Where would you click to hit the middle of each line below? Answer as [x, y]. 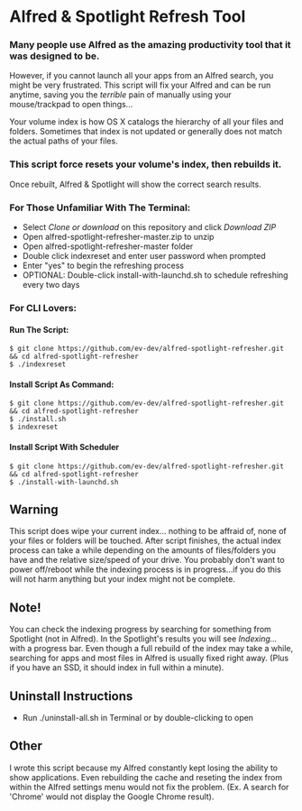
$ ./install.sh [38, 419]
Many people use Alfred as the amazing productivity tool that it [150, 45]
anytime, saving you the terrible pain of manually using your [120, 95]
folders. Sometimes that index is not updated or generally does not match [146, 132]
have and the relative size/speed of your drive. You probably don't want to [147, 560]
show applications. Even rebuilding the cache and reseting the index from [146, 777]
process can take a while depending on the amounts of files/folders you [143, 550]
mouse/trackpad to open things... [71, 105]
